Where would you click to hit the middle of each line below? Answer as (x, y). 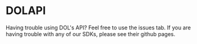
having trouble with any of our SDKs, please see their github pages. (91, 34)
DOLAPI (26, 11)
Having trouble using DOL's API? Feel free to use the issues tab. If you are (99, 28)
